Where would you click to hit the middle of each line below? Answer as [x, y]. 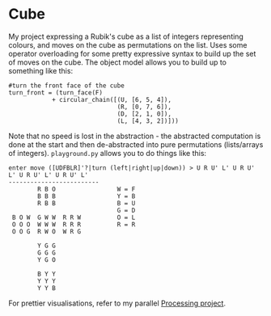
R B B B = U [87, 203]
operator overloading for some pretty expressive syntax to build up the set [132, 53]
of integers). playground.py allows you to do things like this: [108, 153]
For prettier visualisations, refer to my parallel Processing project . [117, 303]
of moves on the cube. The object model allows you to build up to [118, 62]
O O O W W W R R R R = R [74, 224]
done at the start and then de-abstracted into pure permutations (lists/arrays [136, 144]
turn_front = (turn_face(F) [56, 93]
